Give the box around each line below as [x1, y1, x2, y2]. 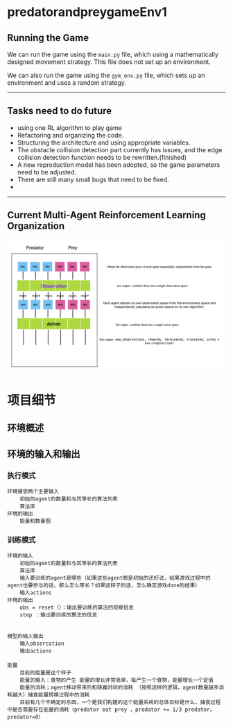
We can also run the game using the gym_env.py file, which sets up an [7, 71, 205, 79]
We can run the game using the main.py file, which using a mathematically [7, 50, 218, 58]
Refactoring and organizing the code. [17, 131, 124, 139]
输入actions [19, 589, 52, 596]
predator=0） [7, 714, 44, 721]
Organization [7, 220, 64, 232]
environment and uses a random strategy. [7, 79, 127, 87]
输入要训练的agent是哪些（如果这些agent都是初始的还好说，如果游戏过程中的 [19, 575, 211, 582]
